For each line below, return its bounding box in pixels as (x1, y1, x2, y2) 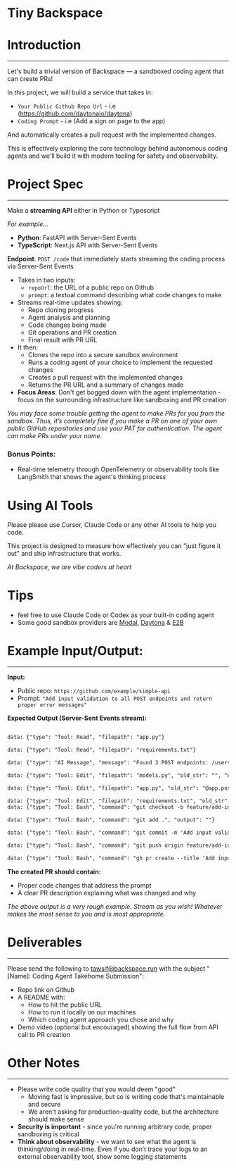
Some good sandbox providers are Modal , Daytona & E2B (17, 619, 184, 627)
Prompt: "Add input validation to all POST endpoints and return (17, 694, 213, 702)
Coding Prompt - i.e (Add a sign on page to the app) (17, 117, 166, 125)
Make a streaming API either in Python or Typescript (7, 206, 160, 215)
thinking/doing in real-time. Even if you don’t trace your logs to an (17, 1145, 208, 1153)
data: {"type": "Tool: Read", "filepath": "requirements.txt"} (7, 747, 197, 754)
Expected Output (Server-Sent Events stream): (7, 714, 147, 723)
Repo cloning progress (27, 306, 94, 314)
